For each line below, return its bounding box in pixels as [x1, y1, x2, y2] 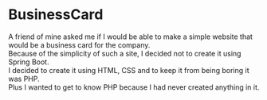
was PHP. [8, 74, 40, 83]
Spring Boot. [8, 57, 49, 67]
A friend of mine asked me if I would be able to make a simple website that [8, 32, 253, 41]
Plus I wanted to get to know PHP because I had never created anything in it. [8, 82, 260, 92]
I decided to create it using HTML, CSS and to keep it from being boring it [8, 65, 249, 75]
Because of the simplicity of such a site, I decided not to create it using [8, 48, 241, 58]
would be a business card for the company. [8, 40, 151, 49]
